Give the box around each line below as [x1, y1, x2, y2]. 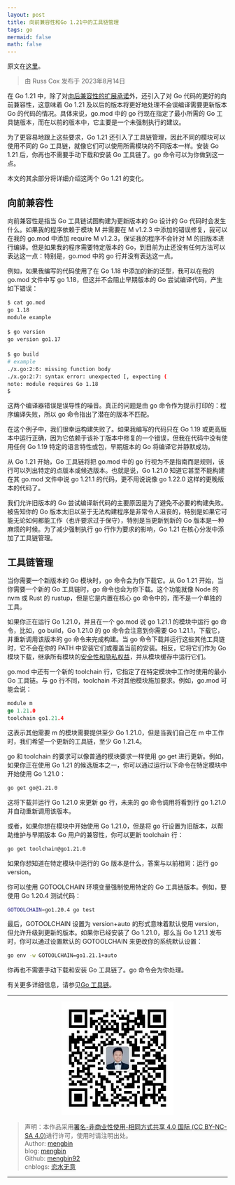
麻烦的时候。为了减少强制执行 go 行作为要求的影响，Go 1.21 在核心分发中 [7, 525, 218, 533]
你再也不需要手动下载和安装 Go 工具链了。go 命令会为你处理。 [7, 965, 187, 975]
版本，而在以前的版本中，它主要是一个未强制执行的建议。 [19, 118, 185, 126]
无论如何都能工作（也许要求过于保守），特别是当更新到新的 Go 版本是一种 [13, 516, 225, 525]
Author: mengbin [24, 1139, 73, 1148]
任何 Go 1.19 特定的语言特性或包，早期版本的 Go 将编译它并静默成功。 [13, 443, 215, 451]
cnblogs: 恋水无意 [24, 1163, 76, 1171]
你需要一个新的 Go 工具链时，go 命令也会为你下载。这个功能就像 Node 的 [7, 585, 219, 594]
